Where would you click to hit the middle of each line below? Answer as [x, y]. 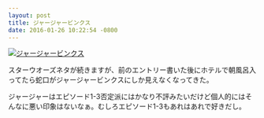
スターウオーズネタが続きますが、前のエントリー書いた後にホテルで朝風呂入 [132, 70]
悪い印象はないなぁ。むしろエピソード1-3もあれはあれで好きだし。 [137, 106]
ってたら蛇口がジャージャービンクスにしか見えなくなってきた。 [111, 80]
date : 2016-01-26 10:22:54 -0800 [63, 30]
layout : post [30, 15]
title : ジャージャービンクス [50, 23]
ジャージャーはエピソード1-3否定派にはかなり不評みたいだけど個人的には [127, 97]
